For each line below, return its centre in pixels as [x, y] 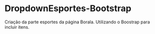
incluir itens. [17, 27]
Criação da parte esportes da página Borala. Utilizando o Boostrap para [77, 22]
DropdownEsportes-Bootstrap [68, 8]
